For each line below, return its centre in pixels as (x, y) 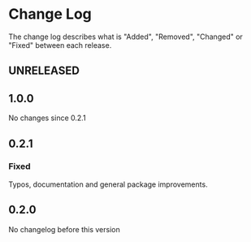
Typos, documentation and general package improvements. (108, 184)
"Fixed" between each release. (60, 45)
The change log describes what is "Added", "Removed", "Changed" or (126, 37)
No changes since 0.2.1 (48, 118)
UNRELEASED (44, 71)
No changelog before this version (64, 229)
